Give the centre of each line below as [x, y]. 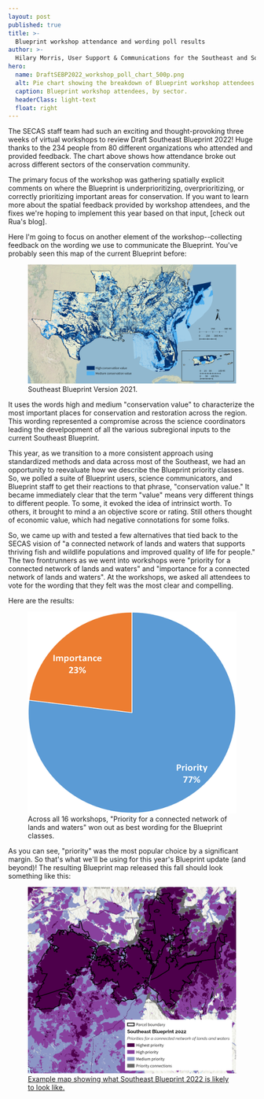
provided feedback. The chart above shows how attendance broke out [122, 157]
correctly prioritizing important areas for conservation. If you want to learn [128, 197]
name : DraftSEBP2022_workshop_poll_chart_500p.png [100, 75]
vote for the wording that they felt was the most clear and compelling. [121, 585]
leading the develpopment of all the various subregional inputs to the [119, 430]
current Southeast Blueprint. [54, 438]
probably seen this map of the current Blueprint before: [97, 254]
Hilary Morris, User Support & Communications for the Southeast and [131, 58]
